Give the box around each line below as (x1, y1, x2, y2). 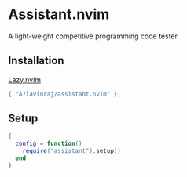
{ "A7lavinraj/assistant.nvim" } (8, 90, 118, 98)
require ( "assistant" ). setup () (22, 147, 122, 155)
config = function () (15, 139, 82, 148)
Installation (8, 54, 64, 67)
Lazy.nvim (8, 74, 42, 84)
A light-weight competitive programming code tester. (8, 31, 179, 41)
